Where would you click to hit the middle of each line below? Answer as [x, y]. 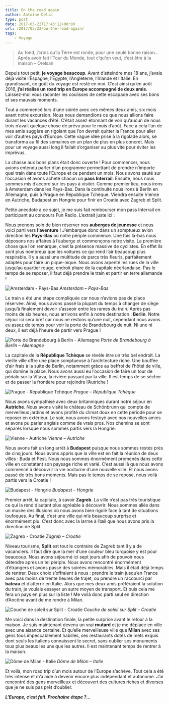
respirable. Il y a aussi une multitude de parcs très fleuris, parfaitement [78, 257]
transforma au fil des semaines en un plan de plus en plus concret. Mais [80, 141]
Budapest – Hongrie [73, 490]
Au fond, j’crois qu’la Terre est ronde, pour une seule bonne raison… [88, 52]
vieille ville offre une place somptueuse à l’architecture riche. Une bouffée [82, 360]
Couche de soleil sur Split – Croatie [120, 610]
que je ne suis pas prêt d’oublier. [39, 687]
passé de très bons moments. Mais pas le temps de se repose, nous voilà [81, 475]
